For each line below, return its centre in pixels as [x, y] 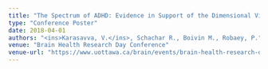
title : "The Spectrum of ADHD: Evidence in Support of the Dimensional [130, 15]
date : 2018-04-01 [37, 30]
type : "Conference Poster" [53, 23]
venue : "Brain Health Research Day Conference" [89, 45]
